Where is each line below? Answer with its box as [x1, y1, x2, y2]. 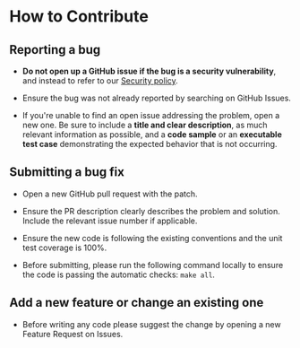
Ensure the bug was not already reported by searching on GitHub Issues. [21, 92, 291, 103]
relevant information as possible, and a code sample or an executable [21, 129, 282, 140]
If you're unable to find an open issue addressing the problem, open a [21, 110, 280, 120]
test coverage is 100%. [21, 242, 107, 253]
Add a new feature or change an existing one [9, 295, 264, 310]
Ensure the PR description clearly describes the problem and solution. [21, 205, 280, 216]
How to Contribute [9, 6, 150, 27]
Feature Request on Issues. [21, 328, 124, 339]
